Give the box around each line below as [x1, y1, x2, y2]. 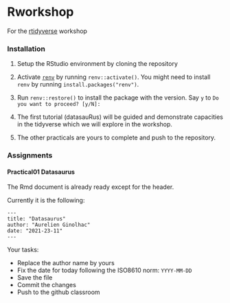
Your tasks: [7, 245, 39, 254]
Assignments [7, 150, 53, 160]
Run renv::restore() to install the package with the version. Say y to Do [16, 93, 220, 102]
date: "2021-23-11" [7, 227, 63, 234]
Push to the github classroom [16, 288, 101, 296]
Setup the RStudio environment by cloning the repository [16, 60, 179, 68]
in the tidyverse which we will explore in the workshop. [16, 120, 173, 128]
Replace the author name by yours [16, 259, 115, 267]
